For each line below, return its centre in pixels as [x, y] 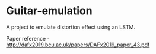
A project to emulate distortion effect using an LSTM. [71, 27]
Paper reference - [28, 38]
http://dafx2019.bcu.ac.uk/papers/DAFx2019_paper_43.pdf [78, 45]
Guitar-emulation [50, 11]
